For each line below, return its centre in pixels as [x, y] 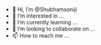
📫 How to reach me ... [40, 36]
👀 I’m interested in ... [38, 16]
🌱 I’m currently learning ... [45, 22]
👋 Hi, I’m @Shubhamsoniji [45, 9]
